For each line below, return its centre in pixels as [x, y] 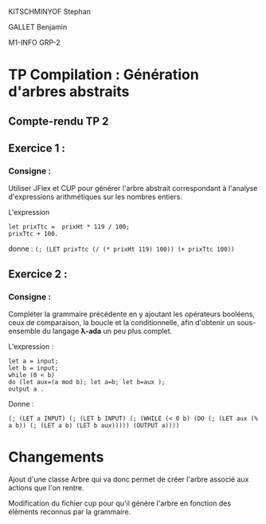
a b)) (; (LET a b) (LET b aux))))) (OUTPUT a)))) [94, 425]
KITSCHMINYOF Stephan [50, 12]
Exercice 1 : [37, 148]
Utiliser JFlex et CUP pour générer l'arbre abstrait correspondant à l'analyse [133, 189]
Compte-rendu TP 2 [59, 121]
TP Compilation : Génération [104, 75]
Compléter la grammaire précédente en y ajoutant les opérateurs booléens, [131, 314]
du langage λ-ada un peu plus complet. [108, 331]
